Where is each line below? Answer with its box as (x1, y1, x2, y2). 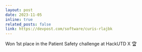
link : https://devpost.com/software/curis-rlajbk (5, 27, 113, 32)
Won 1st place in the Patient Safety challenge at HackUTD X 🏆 (5, 41, 137, 47)
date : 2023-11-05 (5, 12, 42, 17)
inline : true (5, 17, 33, 22)
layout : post (5, 7, 33, 13)
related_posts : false (5, 21, 51, 27)
